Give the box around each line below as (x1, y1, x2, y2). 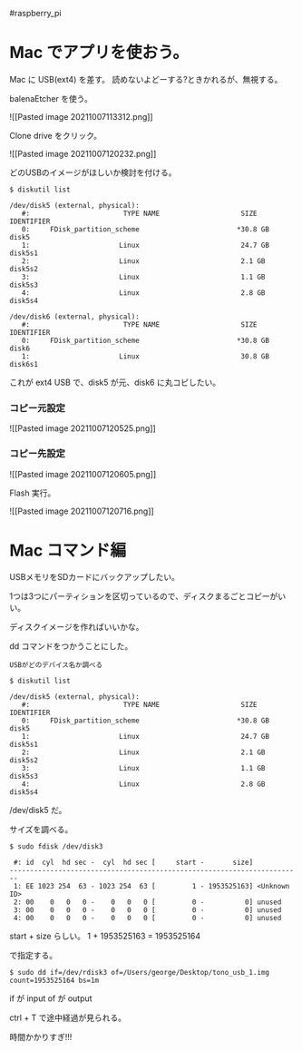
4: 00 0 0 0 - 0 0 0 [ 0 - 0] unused (13, 914, 282, 923)
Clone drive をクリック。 (9, 130, 102, 141)
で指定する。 (9, 950, 57, 961)
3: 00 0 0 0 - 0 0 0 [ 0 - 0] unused (13, 906, 282, 915)
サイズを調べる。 (9, 824, 73, 835)
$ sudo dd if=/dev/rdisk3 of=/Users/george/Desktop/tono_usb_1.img (9, 968, 270, 977)
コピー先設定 (9, 447, 66, 460)
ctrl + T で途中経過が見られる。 (9, 1012, 127, 1024)
